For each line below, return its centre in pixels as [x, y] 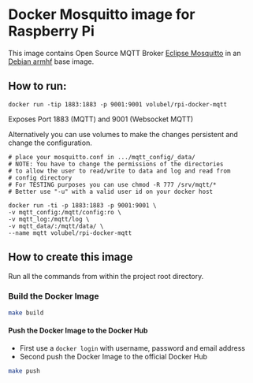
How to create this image [71, 257]
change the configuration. [50, 143]
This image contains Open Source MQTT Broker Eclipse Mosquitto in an [125, 53]
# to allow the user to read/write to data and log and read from [119, 171]
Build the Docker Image [54, 296]
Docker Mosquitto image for [102, 15]
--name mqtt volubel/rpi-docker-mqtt [70, 233]
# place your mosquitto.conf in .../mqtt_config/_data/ [102, 157]
